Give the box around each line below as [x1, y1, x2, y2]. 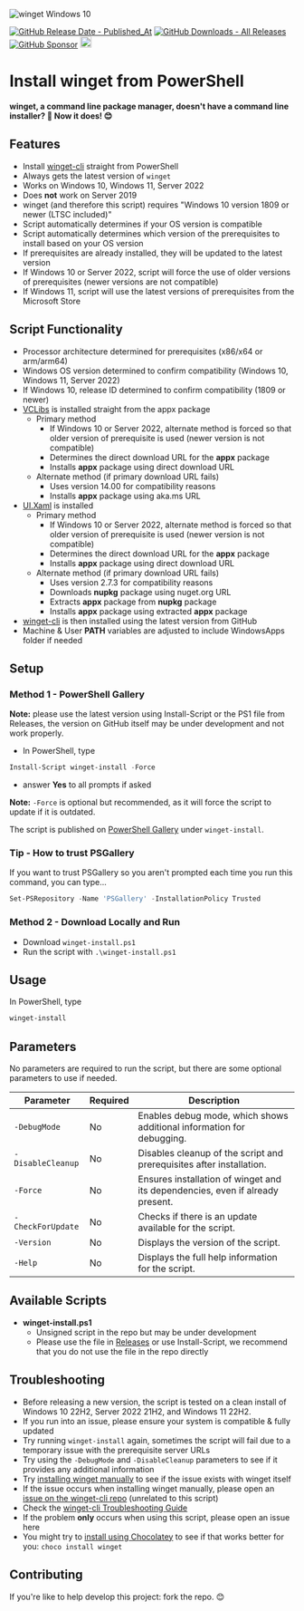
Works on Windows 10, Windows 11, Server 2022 [22, 179, 204, 190]
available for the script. [138, 1221, 235, 1234]
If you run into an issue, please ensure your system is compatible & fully [22, 1415, 291, 1426]
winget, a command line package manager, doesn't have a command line [9, 101, 290, 111]
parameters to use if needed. [9, 1073, 118, 1084]
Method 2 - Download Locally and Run [9, 916, 181, 929]
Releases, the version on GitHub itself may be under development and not [9, 719, 285, 729]
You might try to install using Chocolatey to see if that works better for [22, 1531, 285, 1542]
